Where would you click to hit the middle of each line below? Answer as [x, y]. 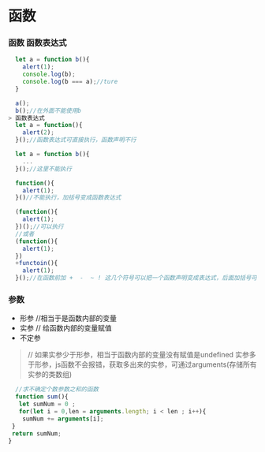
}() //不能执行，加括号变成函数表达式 [68, 198]
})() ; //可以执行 [40, 227]
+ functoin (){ [37, 263]
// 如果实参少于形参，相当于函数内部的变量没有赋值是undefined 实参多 [142, 355]
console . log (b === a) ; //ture [70, 82]
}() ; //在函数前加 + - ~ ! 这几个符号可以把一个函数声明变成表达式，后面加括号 [133, 278]
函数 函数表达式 [37, 43]
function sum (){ [42, 397]
